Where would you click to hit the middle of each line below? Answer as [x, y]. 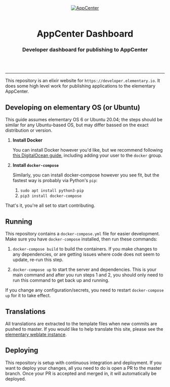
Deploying [22, 350]
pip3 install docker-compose [51, 196]
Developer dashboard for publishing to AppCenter [85, 50]
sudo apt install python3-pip [52, 191]
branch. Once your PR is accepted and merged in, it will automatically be [81, 373]
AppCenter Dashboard [85, 34]
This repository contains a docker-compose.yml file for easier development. [83, 234]
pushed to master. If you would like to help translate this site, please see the [84, 329]
